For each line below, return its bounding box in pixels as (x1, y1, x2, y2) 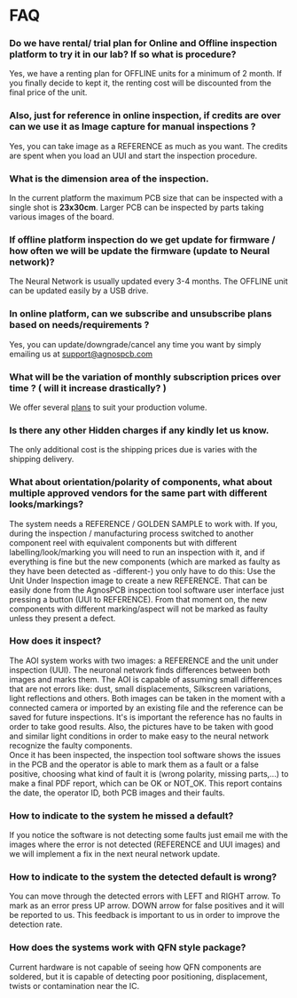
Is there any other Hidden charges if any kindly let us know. (9, 424, 270, 436)
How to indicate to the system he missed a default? (9, 810, 234, 822)
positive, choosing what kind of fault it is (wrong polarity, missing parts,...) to (9, 768, 289, 778)
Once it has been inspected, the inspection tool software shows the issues (9, 749, 281, 760)
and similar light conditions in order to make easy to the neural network (9, 731, 269, 741)
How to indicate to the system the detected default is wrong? (9, 871, 277, 883)
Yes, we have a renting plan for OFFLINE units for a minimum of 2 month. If (9, 68, 282, 79)
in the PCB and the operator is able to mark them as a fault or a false (9, 759, 259, 770)
